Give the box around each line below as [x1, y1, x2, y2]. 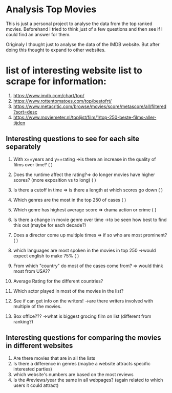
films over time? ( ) [13, 161, 53, 167]
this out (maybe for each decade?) [13, 222, 87, 228]
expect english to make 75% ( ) [13, 252, 79, 259]
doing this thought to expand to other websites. [6, 47, 106, 53]
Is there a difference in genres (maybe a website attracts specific [13, 360, 150, 366]
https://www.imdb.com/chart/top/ [13, 92, 84, 98]
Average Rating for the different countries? [13, 278, 103, 284]
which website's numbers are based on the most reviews [13, 371, 134, 377]
